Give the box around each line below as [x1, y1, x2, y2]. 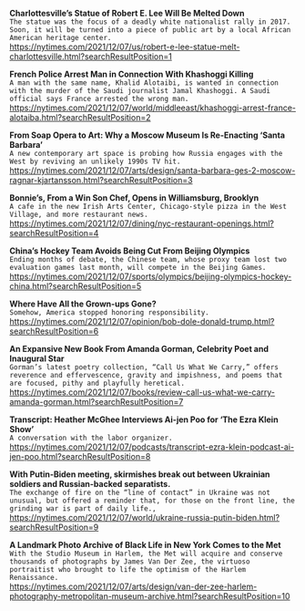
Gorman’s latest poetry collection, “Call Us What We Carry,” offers [9, 363, 280, 372]
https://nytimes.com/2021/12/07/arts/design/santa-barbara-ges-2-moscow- [9, 165, 296, 176]
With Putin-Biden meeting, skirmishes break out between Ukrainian [9, 469, 270, 480]
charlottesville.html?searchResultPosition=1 [9, 51, 173, 62]
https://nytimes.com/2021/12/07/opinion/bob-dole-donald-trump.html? [9, 316, 275, 326]
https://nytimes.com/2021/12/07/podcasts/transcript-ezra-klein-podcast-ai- [9, 441, 294, 452]
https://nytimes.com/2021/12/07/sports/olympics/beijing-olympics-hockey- [9, 271, 292, 282]
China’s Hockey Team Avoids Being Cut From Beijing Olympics [9, 245, 250, 256]
